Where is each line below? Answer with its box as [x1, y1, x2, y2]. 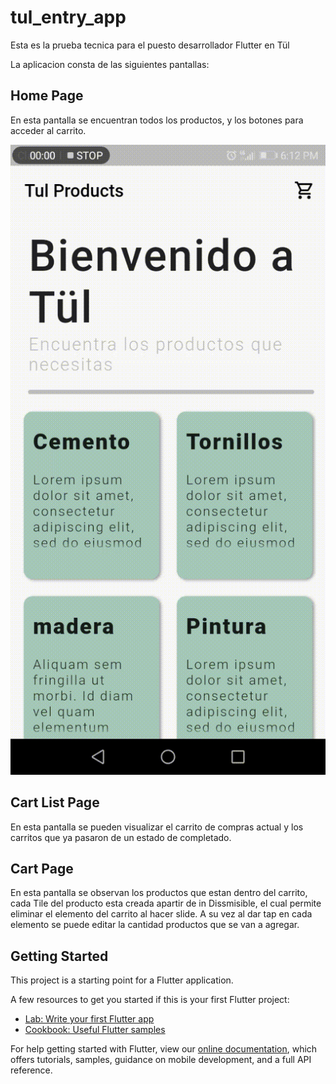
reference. [10, 1064, 53, 1076]
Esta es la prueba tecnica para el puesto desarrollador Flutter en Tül [10, 39, 290, 51]
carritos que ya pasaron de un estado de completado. [10, 831, 232, 843]
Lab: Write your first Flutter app [24, 1013, 155, 1025]
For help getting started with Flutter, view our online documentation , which [10, 1043, 318, 1055]
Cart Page [10, 860, 74, 877]
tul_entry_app [10, 6, 127, 29]
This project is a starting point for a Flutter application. [10, 974, 234, 986]
